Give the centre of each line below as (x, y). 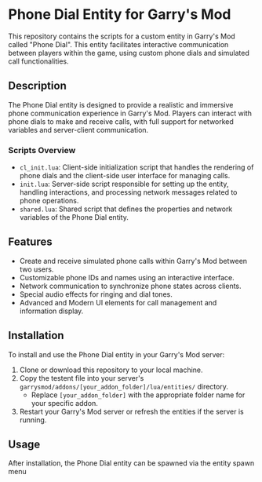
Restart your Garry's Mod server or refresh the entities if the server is (132, 411)
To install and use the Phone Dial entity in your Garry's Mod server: (116, 354)
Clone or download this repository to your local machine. (111, 370)
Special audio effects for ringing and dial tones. (96, 294)
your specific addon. (64, 403)
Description (37, 86)
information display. (51, 311)
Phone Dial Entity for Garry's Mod (120, 15)
